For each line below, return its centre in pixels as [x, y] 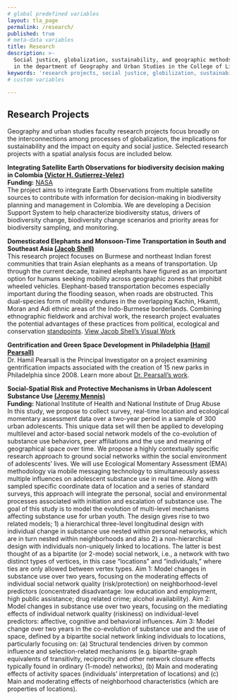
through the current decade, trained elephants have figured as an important [117, 271]
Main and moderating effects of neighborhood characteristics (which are [113, 682]
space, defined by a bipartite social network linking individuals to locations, [116, 636]
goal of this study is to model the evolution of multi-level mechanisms [108, 509]
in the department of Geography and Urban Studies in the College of [118, 66]
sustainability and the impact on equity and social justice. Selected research [118, 146]
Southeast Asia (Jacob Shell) [51, 249]
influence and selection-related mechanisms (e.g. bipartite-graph [102, 651]
